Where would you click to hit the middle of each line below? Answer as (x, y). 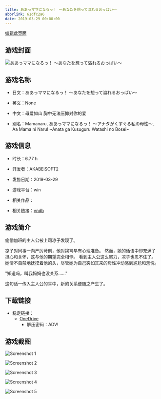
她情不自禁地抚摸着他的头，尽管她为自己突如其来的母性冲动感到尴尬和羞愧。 (82, 263)
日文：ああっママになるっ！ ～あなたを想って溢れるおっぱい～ (75, 93)
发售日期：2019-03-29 (35, 179)
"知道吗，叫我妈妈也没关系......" (36, 273)
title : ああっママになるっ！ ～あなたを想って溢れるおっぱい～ (61, 10)
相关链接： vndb (28, 211)
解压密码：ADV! (42, 325)
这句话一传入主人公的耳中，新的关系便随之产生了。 (56, 283)
